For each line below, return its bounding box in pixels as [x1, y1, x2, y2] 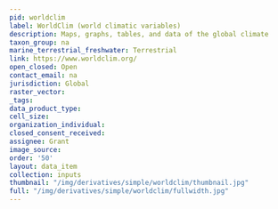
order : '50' [9, 153, 53, 163]
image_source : [9, 145, 62, 154]
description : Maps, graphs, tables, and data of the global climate [9, 29, 269, 38]
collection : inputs [9, 170, 82, 179]
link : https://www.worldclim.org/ [9, 54, 138, 63]
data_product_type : [9, 104, 82, 113]
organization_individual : [9, 121, 105, 130]
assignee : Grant [9, 137, 69, 146]
